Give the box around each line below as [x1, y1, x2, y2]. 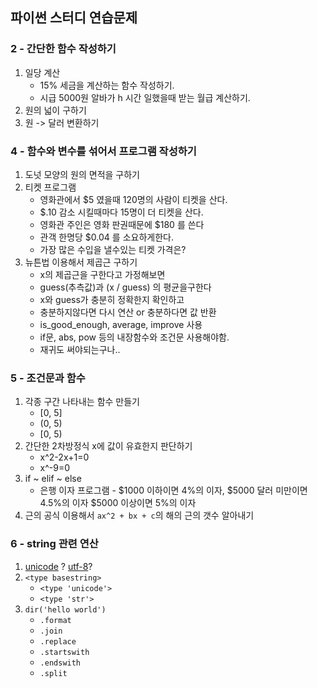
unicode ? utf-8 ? [24, 560, 93, 572]
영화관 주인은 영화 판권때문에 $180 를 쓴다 [39, 218, 205, 230]
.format [39, 615, 72, 625]
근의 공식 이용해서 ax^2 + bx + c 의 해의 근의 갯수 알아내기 [24, 509, 255, 522]
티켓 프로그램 [24, 181, 77, 193]
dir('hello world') [24, 604, 107, 615]
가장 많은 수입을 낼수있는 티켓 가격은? [39, 243, 187, 255]
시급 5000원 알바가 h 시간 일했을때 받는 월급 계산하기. [39, 91, 251, 103]
